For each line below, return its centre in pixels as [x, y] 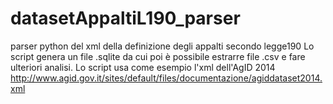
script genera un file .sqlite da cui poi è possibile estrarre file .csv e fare [158, 56]
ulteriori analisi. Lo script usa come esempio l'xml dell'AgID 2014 [143, 67]
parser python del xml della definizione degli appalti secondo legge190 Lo [162, 46]
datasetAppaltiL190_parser [125, 18]
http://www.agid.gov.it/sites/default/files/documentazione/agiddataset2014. [166, 78]
